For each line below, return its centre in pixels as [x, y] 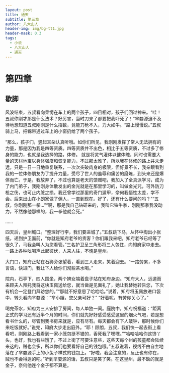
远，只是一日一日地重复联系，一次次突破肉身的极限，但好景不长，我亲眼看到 [84, 167]
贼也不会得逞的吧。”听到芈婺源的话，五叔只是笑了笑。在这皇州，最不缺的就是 [84, 359]
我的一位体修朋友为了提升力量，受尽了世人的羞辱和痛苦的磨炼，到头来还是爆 [84, 173]
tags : [11, 38]
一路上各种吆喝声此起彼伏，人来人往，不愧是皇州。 [58, 251]
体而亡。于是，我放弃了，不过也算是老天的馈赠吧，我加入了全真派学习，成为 [84, 179]
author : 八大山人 [22, 24]
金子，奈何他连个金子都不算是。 [38, 365]
